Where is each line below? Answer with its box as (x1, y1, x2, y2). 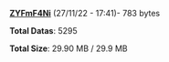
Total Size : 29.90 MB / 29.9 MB (9, 43, 128, 54)
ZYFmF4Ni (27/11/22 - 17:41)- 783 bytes (9, 8, 161, 18)
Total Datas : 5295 (9, 26, 78, 36)
